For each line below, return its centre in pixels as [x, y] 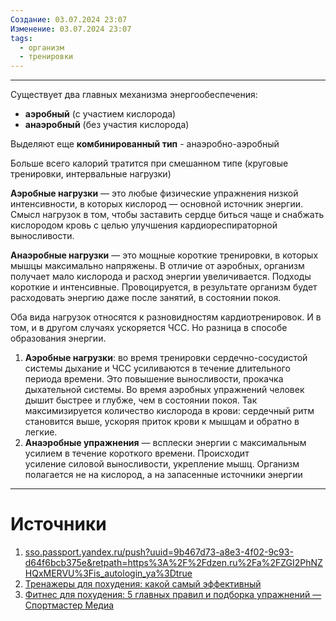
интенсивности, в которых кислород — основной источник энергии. [157, 204]
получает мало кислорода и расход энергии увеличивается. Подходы [161, 277]
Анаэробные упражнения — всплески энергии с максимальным [165, 443]
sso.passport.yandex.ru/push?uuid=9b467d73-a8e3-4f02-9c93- [159, 552]
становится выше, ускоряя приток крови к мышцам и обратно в [162, 422]
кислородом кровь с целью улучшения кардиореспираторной [144, 225]
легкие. [41, 432]
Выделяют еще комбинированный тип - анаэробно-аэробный [145, 144]
